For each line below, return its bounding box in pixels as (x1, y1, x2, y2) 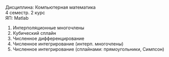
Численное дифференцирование (12, 35, 84, 41)
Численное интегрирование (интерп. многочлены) (12, 41, 124, 47)
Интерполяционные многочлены (12, 25, 84, 31)
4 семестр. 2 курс (5, 10, 45, 16)
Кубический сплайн (12, 30, 56, 36)
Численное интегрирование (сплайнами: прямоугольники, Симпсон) (12, 46, 165, 52)
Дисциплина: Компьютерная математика (5, 5, 96, 10)
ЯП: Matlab (5, 15, 29, 21)
